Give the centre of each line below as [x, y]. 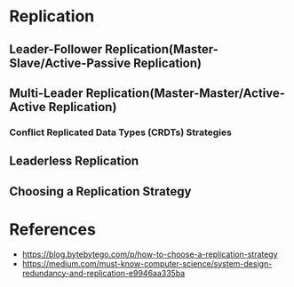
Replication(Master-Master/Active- [186, 93]
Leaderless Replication [74, 161]
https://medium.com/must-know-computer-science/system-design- [147, 263]
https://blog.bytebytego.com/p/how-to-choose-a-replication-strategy [150, 254]
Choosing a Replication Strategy [100, 191]
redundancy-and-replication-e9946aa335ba [103, 273]
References [52, 229]
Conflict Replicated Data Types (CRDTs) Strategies [121, 132]
